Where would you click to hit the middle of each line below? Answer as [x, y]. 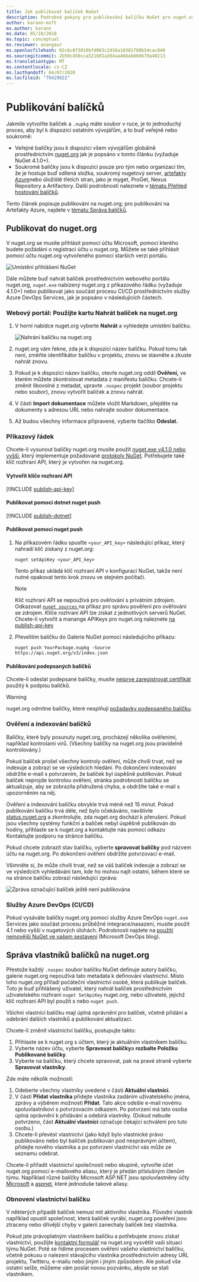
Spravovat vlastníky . [41, 1067]
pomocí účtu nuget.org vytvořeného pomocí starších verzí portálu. [87, 255]
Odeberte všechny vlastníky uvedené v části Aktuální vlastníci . [92, 1090]
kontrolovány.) [24, 750]
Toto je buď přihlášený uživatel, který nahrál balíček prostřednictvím [89, 988]
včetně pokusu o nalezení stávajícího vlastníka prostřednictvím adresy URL [97, 1255]
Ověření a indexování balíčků [49, 724]
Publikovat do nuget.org [52, 228]
